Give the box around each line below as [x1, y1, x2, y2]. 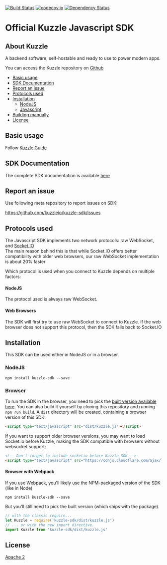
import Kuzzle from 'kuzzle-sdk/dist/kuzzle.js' [5, 527, 108, 532]
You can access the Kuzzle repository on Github [5, 65, 104, 71]
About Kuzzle [5, 42, 48, 50]
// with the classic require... [5, 513, 72, 518]
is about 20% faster [5, 259, 46, 265]
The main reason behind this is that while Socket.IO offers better [5, 248, 137, 254]
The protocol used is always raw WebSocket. [5, 296, 98, 302]
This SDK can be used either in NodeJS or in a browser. [5, 352, 119, 358]
